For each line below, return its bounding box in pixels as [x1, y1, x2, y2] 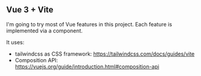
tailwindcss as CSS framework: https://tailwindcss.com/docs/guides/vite [14, 50, 195, 57]
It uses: [6, 38, 25, 45]
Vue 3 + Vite [6, 5, 54, 15]
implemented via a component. [6, 27, 83, 34]
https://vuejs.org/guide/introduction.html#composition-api [14, 63, 160, 70]
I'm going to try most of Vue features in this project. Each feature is [6, 20, 172, 28]
